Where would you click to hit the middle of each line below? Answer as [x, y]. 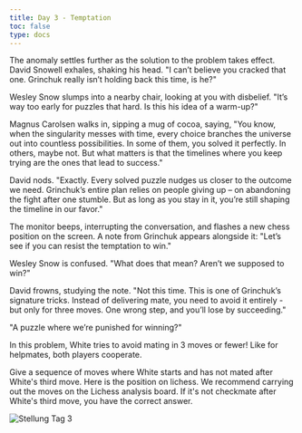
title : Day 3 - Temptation [60, 18]
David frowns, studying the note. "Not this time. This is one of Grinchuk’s [145, 291]
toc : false [30, 26]
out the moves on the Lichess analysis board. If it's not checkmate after [143, 391]
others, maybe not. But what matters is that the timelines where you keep [146, 153]
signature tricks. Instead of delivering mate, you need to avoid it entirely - [146, 301]
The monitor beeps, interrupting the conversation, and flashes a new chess [150, 226]
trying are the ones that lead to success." [86, 163]
